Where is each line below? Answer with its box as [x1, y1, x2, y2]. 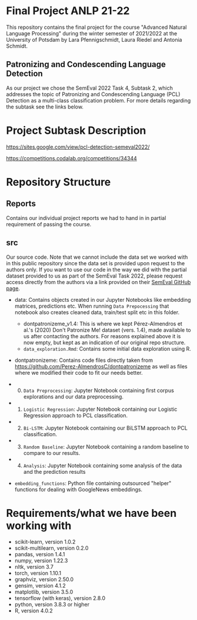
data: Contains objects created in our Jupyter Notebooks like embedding [14, 296, 191, 303]
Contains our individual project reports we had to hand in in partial [6, 214, 166, 222]
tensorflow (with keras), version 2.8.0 [14, 595, 106, 602]
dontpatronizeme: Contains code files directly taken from [14, 357, 153, 364]
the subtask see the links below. [6, 103, 84, 110]
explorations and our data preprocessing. [23, 393, 123, 400]
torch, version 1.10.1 [14, 570, 62, 577]
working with [6, 519, 72, 532]
